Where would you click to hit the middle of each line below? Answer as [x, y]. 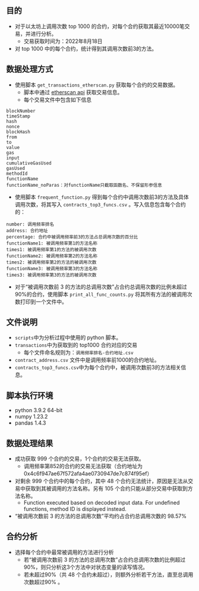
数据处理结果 [30, 443]
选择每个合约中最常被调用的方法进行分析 [64, 552]
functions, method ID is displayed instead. [75, 509]
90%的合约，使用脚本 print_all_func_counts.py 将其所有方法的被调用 [101, 294]
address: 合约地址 [27, 230]
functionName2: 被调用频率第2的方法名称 [52, 256]
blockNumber [21, 111]
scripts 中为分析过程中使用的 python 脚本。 [68, 338]
